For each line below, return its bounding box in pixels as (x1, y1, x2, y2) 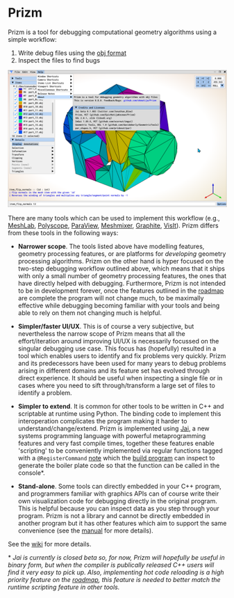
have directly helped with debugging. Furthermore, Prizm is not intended (17, 279, 226, 287)
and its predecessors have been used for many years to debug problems (17, 359, 226, 367)
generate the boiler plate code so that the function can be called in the (17, 461, 220, 469)
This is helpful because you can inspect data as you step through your (17, 504, 219, 512)
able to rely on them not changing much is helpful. (17, 308, 162, 317)
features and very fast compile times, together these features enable (17, 439, 215, 447)
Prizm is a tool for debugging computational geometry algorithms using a (8, 28, 217, 36)
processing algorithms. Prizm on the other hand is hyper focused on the (17, 257, 224, 265)
